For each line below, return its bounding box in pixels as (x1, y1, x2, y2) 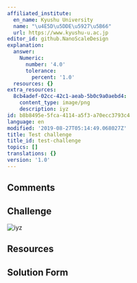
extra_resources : (7, 86, 57, 93)
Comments (7, 182, 55, 194)
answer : (13, 49, 36, 56)
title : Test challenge (7, 131, 72, 138)
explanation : (7, 42, 45, 49)
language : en (7, 118, 45, 125)
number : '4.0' (25, 61, 66, 68)
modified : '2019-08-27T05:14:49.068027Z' (7, 125, 127, 132)
